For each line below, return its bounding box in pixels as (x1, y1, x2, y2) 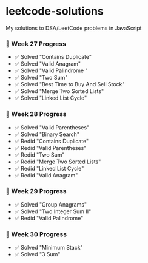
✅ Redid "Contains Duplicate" (14, 137, 89, 145)
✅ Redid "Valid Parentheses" (14, 144, 87, 151)
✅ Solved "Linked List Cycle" (14, 94, 87, 101)
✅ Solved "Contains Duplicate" (14, 53, 92, 61)
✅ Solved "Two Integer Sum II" (14, 208, 92, 215)
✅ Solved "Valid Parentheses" (14, 123, 90, 131)
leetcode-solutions (5, 4, 104, 18)
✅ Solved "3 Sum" (14, 251, 61, 258)
